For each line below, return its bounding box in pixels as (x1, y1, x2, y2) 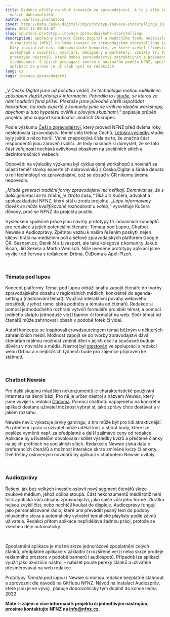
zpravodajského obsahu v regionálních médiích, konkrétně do (5, 290, 134, 296)
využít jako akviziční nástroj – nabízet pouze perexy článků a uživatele (5, 559, 151, 565)
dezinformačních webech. (5, 151, 60, 157)
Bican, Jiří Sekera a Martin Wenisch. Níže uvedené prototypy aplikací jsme (5, 245, 160, 251)
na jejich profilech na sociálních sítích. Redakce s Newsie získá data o (5, 441, 151, 447)
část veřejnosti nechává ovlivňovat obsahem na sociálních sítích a (5, 146, 143, 152)
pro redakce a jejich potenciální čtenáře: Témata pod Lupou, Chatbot (5, 224, 148, 230)
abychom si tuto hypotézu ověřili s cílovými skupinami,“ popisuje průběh (5, 109, 157, 115)
